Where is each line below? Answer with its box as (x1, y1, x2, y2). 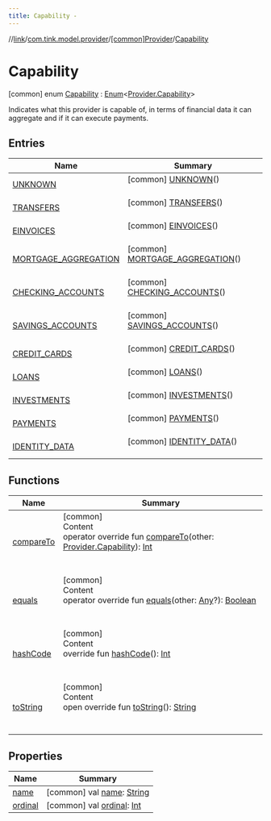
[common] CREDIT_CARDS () (127, 344, 236, 355)
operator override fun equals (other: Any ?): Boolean (63, 594, 256, 606)
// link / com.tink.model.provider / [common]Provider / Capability (8, 34, 209, 44)
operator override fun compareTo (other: (63, 531, 215, 543)
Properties (8, 749, 63, 763)
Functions (8, 473, 60, 487)
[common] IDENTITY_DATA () (127, 436, 238, 448)
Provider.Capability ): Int (63, 541, 153, 552)
